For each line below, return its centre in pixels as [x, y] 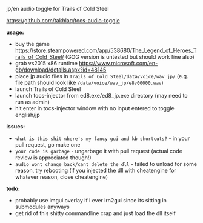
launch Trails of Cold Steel [48, 89]
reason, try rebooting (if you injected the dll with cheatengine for [96, 170]
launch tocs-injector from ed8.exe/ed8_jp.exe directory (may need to [101, 95]
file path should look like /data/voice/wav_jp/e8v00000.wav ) [89, 82]
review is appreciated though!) [53, 158]
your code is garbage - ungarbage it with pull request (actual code [99, 151]
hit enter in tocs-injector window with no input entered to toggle [95, 108]
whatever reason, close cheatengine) [61, 177]
